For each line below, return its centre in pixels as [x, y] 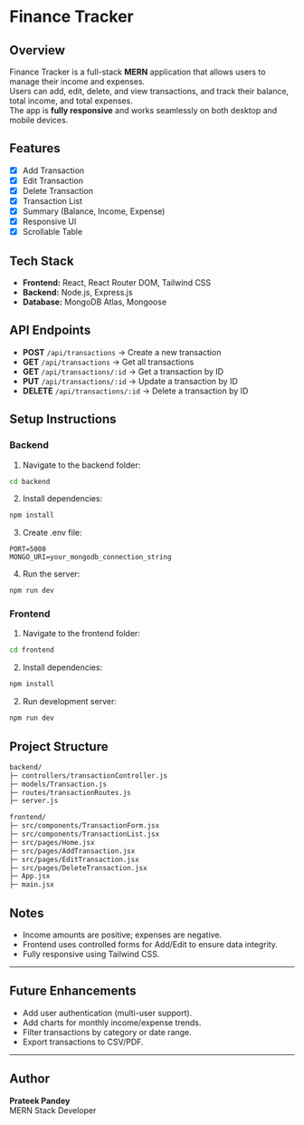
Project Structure [59, 747]
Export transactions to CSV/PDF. [83, 1042]
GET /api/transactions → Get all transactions [108, 362]
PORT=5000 [28, 549]
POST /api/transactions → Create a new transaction [122, 352]
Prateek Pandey [40, 1101]
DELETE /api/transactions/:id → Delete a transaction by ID [135, 391]
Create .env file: [52, 533]
